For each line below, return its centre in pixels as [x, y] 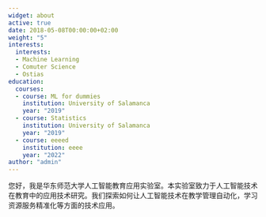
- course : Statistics [51, 118]
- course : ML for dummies [58, 96]
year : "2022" [44, 155]
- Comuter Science [46, 67]
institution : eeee [53, 148]
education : [26, 81]
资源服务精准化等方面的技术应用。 [64, 205]
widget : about [32, 15]
